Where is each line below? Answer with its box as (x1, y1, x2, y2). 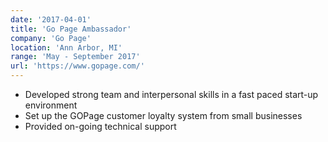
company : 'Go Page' (10, 33, 92, 43)
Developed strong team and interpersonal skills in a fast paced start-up (24, 89, 319, 100)
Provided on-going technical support (24, 121, 177, 132)
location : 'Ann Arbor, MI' (10, 42, 123, 53)
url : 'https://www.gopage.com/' (10, 61, 145, 71)
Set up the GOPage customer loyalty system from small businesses (24, 110, 303, 121)
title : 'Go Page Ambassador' (10, 24, 132, 34)
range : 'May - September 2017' (10, 52, 141, 62)
